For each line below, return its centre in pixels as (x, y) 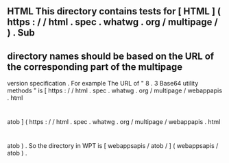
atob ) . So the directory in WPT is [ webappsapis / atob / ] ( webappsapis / (113, 146)
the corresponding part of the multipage (95, 67)
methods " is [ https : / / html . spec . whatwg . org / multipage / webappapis (115, 90)
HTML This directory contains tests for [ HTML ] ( (114, 11)
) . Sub (21, 33)
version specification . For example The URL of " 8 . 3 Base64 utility (103, 83)
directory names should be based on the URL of (111, 56)
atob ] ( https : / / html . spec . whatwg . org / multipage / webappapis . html (114, 122)
